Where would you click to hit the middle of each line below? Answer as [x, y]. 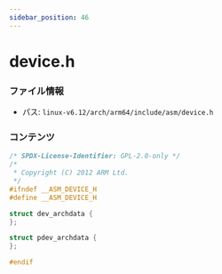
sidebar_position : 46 [49, 17]
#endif [21, 262]
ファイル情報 [37, 91]
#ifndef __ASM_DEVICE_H [53, 189]
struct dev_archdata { [51, 214]
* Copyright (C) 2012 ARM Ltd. [71, 173]
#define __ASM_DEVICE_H [53, 197]
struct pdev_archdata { [53, 238]
